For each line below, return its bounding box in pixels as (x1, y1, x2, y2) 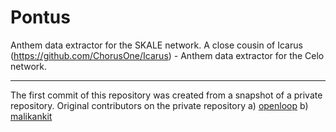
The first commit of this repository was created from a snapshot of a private (10, 89, 323, 101)
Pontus (10, 6, 71, 29)
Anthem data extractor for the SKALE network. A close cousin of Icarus (10, 39, 303, 51)
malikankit (10, 110, 53, 122)
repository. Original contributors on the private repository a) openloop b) (10, 99, 309, 111)
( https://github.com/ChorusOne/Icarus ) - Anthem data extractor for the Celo (10, 49, 325, 61)
